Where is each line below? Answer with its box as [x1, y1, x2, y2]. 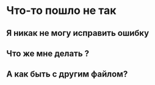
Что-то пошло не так [6, 4, 117, 18]
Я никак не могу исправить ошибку [6, 28, 150, 38]
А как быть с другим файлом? [6, 69, 128, 80]
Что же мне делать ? [6, 48, 90, 58]
